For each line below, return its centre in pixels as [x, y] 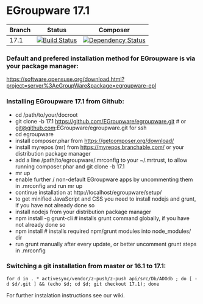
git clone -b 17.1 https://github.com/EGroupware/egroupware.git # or [101, 121]
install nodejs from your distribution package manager [83, 212]
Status [57, 30]
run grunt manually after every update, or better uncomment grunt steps [106, 244]
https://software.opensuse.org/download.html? [66, 79]
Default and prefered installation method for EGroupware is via [101, 58]
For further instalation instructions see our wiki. [66, 295]
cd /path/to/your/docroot [46, 115]
